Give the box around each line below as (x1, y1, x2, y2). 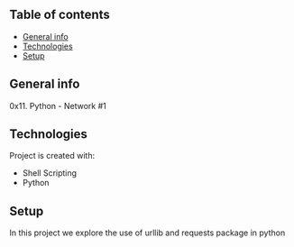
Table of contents (9, 7, 110, 23)
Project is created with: (9, 151, 96, 161)
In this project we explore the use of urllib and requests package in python (9, 227, 286, 238)
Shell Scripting (22, 168, 78, 178)
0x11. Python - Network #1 (9, 100, 106, 111)
